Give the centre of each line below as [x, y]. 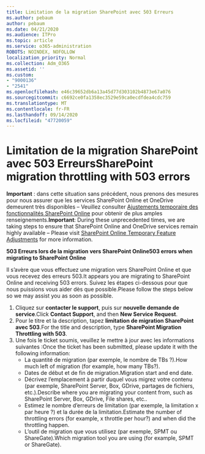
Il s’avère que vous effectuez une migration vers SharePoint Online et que [99, 270]
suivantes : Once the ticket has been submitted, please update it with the [106, 347]
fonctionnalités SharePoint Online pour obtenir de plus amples [84, 214]
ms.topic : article [30, 40]
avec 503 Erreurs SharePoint [80, 164]
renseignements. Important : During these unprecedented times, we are [96, 220]
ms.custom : [20, 75]
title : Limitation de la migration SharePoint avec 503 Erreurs [90, 12]
